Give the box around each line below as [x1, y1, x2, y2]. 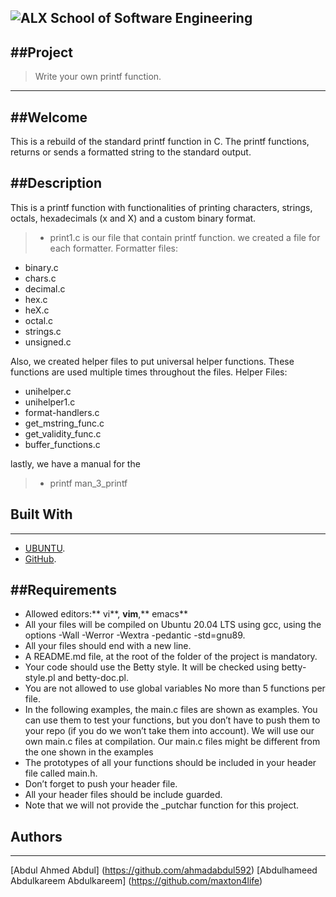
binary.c [24, 261, 59, 273]
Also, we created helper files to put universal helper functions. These [10, 355, 295, 367]
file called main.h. [24, 767, 98, 780]
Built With [10, 506, 73, 523]
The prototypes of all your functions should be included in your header [24, 757, 317, 769]
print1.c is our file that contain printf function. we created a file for [49, 231, 321, 243]
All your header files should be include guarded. [24, 789, 223, 801]
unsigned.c [24, 336, 72, 348]
